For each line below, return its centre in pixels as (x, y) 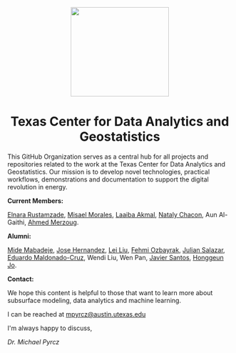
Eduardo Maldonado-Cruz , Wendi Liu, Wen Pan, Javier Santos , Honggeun (116, 257)
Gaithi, (17, 222)
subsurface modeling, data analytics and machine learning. (94, 300)
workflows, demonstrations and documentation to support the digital (108, 179)
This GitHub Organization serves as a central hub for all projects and (108, 156)
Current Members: (36, 201)
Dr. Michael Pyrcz (34, 342)
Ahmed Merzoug (52, 222)
